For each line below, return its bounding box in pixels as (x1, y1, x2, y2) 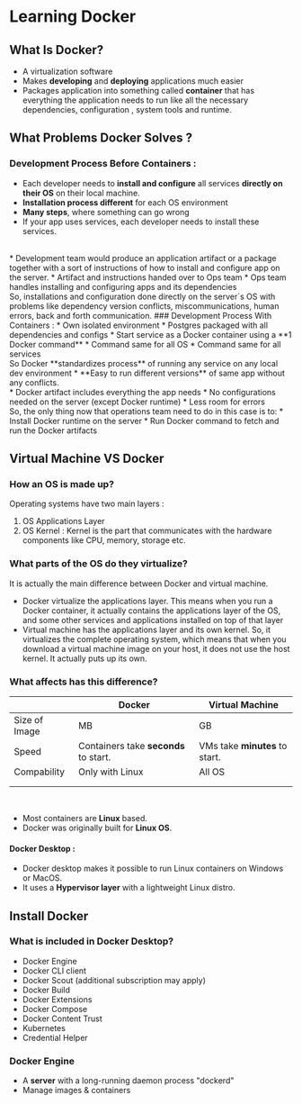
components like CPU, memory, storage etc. (22, 535, 186, 546)
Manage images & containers (22, 1085, 131, 1096)
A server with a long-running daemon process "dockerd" (22, 1075, 235, 1086)
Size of (13, 713, 43, 726)
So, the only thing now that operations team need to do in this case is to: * (9, 405, 284, 416)
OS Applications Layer (22, 516, 105, 527)
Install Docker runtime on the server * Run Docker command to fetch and (9, 415, 280, 426)
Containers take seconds (77, 739, 186, 752)
